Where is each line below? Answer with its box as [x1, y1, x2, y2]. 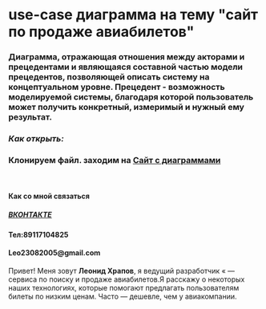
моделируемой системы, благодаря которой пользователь [8, 91, 254, 103]
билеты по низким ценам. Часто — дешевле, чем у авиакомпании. [8, 291, 238, 302]
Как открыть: [8, 133, 64, 144]
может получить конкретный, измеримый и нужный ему [8, 102, 244, 113]
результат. [8, 112, 52, 123]
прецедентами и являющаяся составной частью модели [8, 62, 243, 73]
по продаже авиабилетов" [8, 22, 195, 41]
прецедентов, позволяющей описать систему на [8, 71, 210, 83]
